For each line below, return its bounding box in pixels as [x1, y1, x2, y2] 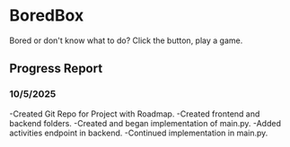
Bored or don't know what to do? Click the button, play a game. [9, 35, 243, 46]
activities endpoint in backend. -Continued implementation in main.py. [9, 127, 268, 138]
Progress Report [9, 61, 103, 76]
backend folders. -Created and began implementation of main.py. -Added [9, 117, 281, 128]
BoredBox [9, 5, 84, 26]
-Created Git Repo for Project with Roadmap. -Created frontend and [9, 108, 260, 119]
